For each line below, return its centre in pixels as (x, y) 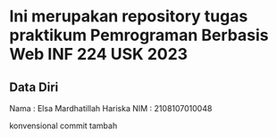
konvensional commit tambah (63, 126)
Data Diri (34, 87)
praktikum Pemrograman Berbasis (139, 35)
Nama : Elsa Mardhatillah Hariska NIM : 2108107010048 (111, 108)
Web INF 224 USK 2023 (99, 54)
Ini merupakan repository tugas (129, 16)
